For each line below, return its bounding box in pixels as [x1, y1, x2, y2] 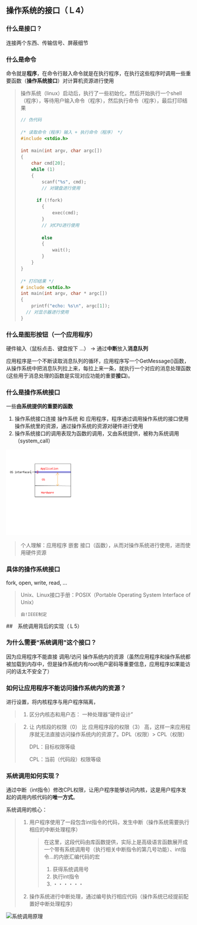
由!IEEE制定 [20, 611, 47, 617]
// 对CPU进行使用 [42, 222, 80, 228]
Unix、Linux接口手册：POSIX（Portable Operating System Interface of [20, 591, 191, 598]
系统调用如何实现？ [6, 772, 60, 780]
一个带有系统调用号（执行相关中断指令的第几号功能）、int [43, 846, 181, 853]
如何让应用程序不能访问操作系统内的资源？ [6, 684, 127, 692]
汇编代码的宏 [69, 853, 100, 860]
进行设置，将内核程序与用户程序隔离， [6, 698, 98, 706]
